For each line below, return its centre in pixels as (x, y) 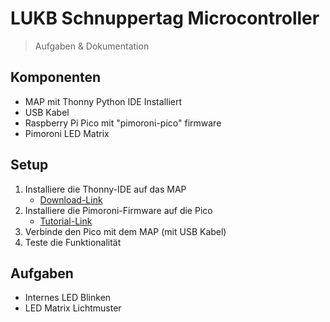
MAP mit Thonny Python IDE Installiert (103, 101)
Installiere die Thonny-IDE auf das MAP (105, 189)
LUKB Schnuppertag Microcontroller (165, 18)
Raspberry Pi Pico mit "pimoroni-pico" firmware (123, 123)
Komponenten (56, 77)
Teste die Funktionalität (73, 242)
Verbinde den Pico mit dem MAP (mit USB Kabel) (125, 231)
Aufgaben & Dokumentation (92, 46)
